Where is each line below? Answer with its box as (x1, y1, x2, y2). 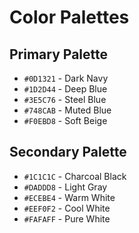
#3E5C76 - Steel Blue (23, 94, 107, 105)
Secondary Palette (9, 144, 127, 161)
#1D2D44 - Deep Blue (23, 83, 108, 95)
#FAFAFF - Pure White (23, 212, 111, 225)
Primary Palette (9, 46, 108, 63)
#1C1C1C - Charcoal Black (23, 170, 127, 182)
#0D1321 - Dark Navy (23, 72, 109, 84)
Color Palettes (9, 6, 130, 29)
